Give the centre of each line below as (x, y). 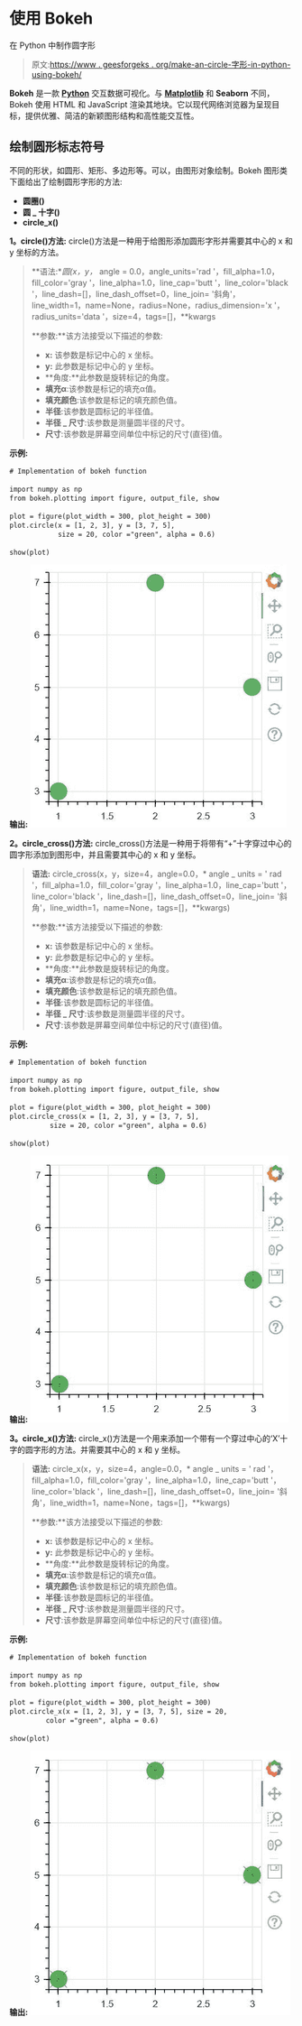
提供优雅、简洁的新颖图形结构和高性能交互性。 (112, 116)
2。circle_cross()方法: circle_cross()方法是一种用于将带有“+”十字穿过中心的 (151, 843)
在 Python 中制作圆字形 (53, 45)
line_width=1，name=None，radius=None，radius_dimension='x (151, 305)
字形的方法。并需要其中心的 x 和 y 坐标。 (109, 1449)
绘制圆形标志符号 (57, 147)
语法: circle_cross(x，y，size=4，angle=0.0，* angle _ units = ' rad (156, 874)
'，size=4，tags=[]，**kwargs (159, 316)
